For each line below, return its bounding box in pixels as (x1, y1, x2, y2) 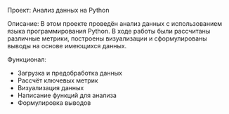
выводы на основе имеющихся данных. (7, 42, 127, 50)
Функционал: (7, 55, 47, 64)
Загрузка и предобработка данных (17, 69, 123, 77)
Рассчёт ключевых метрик (17, 76, 98, 85)
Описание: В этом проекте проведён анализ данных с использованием (7, 20, 223, 27)
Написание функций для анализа (17, 91, 117, 99)
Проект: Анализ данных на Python (7, 6, 110, 14)
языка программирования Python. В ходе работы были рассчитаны (7, 27, 211, 35)
